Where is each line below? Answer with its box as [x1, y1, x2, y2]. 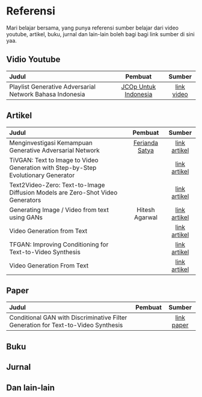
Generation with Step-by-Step [9, 163, 97, 172]
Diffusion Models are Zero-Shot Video [9, 188, 118, 196]
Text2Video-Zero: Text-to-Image [9, 181, 105, 189]
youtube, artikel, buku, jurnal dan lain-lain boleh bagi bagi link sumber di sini [6, 30, 195, 37]
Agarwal [134, 213, 158, 221]
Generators [9, 196, 41, 204]
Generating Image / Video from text [9, 205, 109, 214]
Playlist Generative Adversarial [9, 83, 96, 91]
